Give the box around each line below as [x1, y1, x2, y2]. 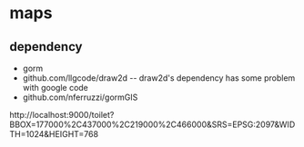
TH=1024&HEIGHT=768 [9, 129, 98, 139]
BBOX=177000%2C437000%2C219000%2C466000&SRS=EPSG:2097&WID [9, 119, 296, 130]
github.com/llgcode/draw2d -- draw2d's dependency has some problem [22, 73, 296, 83]
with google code [22, 83, 89, 93]
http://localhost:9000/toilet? [9, 110, 115, 120]
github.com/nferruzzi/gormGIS [22, 92, 138, 103]
